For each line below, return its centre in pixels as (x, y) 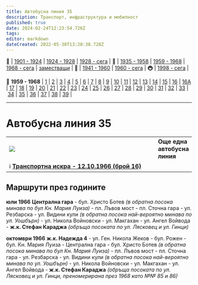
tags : (13, 34)
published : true (26, 22)
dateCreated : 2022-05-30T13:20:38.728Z (55, 45)
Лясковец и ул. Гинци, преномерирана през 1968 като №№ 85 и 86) (92, 276)
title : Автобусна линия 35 (39, 12)
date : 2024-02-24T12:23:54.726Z (46, 28)
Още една (173, 141)
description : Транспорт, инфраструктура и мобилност (72, 17)
